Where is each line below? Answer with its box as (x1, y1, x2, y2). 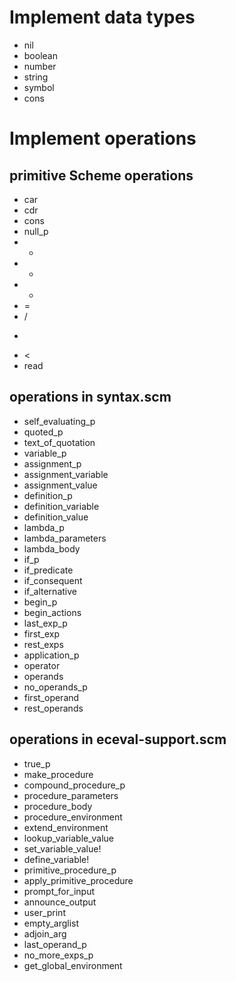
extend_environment (23, 821, 109, 833)
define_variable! (23, 853, 90, 865)
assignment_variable (23, 468, 109, 480)
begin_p (23, 596, 58, 608)
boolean (23, 49, 58, 61)
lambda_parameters (23, 532, 107, 544)
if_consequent (23, 574, 83, 586)
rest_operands (23, 702, 84, 714)
